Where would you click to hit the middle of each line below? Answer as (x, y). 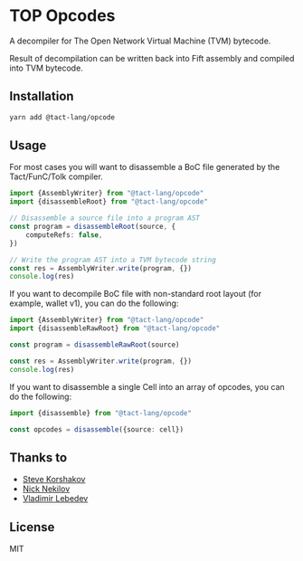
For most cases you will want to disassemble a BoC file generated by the (145, 167)
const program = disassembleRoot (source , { (93, 227)
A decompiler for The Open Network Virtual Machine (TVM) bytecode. (140, 41)
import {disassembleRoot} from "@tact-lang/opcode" (109, 202)
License (32, 527)
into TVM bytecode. (46, 68)
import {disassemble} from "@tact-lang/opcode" (101, 413)
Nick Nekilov (46, 489)
